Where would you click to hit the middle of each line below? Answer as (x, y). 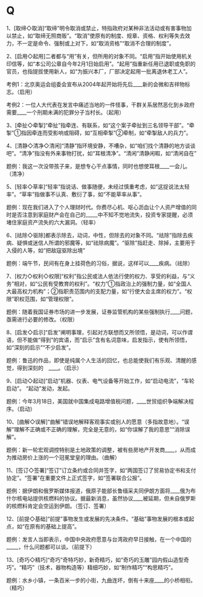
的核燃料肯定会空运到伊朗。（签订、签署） (58, 506)
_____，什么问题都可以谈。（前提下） (51, 547)
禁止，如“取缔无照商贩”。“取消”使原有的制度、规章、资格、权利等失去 (98, 35)
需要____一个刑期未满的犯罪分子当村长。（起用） (66, 112)
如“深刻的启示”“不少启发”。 (40, 347)
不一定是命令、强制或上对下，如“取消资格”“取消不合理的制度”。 (95, 43)
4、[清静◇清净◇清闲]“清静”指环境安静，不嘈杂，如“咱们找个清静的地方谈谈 (101, 146)
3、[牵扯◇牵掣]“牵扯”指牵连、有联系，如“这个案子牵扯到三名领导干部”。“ (98, 125)
